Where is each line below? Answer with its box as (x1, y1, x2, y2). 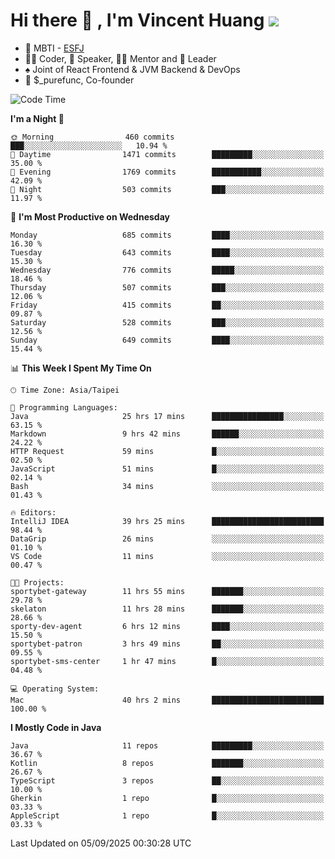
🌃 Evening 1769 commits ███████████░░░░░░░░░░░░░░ (10, 167, 325, 177)
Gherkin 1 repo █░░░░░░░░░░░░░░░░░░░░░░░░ (10, 793, 325, 803)
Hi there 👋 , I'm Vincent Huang (10, 9, 265, 32)
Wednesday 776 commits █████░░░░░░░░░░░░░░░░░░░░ (10, 265, 325, 275)
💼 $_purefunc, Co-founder (24, 74, 135, 86)
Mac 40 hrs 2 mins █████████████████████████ (10, 695, 325, 705)
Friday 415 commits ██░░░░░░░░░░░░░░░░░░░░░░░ (10, 300, 325, 310)
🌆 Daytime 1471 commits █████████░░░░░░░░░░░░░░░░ (10, 149, 325, 159)
